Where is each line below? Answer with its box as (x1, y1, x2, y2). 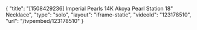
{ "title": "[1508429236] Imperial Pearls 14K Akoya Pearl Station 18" (5, 5, 173, 12)
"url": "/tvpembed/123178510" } (5, 18, 84, 24)
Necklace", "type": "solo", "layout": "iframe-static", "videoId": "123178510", (5, 11, 192, 18)
